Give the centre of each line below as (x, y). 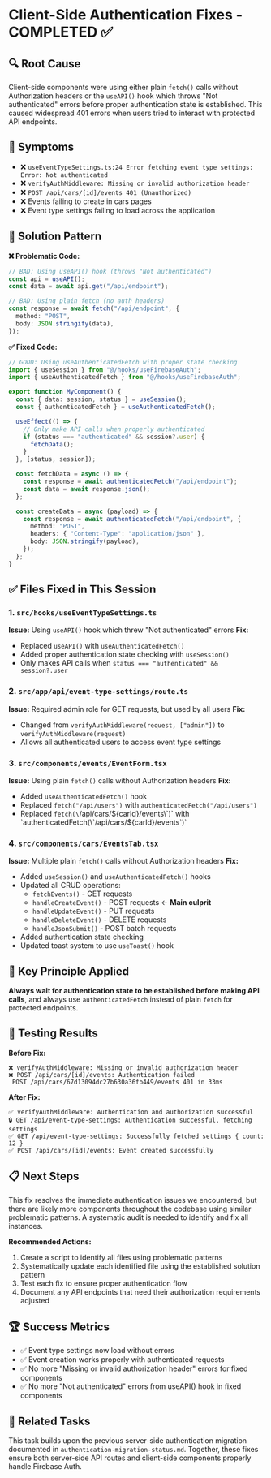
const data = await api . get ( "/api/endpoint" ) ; (88, 287)
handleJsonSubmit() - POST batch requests (104, 929)
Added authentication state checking (82, 937)
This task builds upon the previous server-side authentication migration (128, 1441)
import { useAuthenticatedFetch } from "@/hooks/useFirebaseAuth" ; (125, 377)
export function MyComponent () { (65, 392)
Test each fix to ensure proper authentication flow (104, 1283)
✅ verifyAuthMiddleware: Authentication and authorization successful (131, 1112)
